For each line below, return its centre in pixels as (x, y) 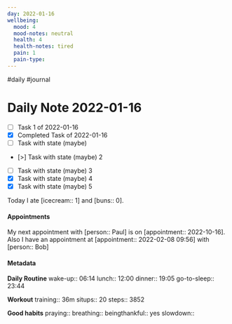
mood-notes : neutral (43, 33)
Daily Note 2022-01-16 (75, 108)
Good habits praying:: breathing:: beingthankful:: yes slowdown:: (101, 313)
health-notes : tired (43, 46)
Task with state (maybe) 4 (55, 178)
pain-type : (29, 60)
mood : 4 (25, 27)
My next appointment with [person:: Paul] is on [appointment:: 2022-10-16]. (116, 232)
